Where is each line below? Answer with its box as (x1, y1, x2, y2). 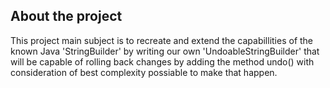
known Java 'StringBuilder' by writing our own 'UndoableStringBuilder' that (10, 45, 320, 57)
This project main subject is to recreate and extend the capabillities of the (10, 34, 314, 46)
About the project (10, 8, 123, 25)
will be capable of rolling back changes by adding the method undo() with (10, 55, 315, 68)
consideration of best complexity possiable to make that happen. (10, 66, 278, 78)
